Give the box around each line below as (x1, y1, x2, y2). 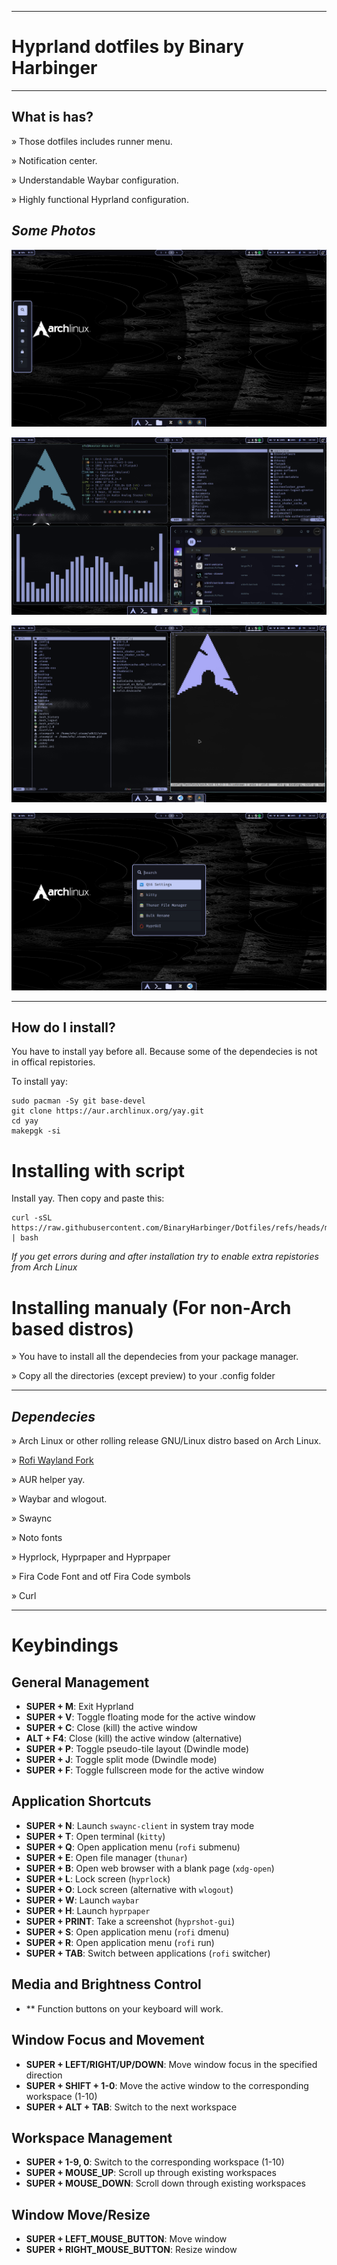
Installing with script (11, 1159, 186, 1182)
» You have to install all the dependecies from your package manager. (11, 1351, 299, 1363)
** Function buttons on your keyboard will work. (25, 2002, 224, 2015)
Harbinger (11, 57, 98, 80)
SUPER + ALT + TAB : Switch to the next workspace (25, 2101, 238, 2113)
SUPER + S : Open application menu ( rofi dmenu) (25, 1926, 230, 1938)
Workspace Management (11, 2129, 173, 2146)
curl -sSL (11, 1213, 53, 1223)
